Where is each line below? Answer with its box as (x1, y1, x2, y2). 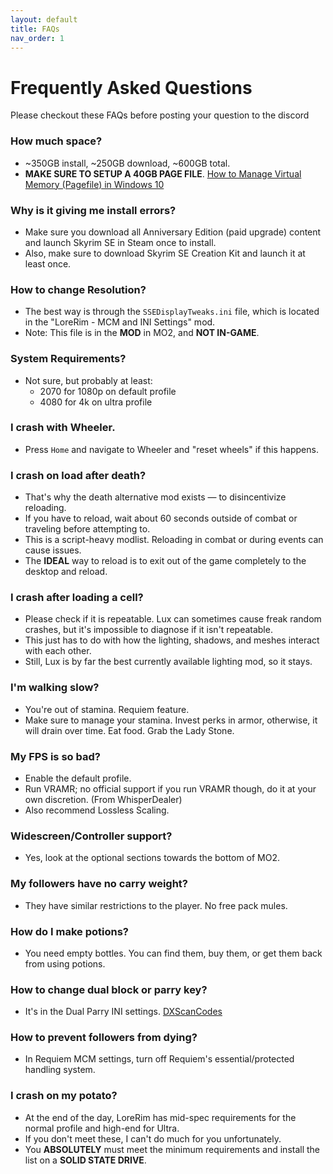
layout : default (10, 14, 78, 25)
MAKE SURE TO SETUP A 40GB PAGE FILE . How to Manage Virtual (24, 167, 302, 180)
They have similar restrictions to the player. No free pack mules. (24, 899, 288, 911)
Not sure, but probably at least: (24, 374, 153, 386)
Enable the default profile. (24, 772, 132, 784)
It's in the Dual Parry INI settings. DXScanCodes (24, 1006, 223, 1018)
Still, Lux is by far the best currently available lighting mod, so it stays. (24, 656, 313, 668)
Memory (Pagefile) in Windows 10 (24, 178, 165, 190)
